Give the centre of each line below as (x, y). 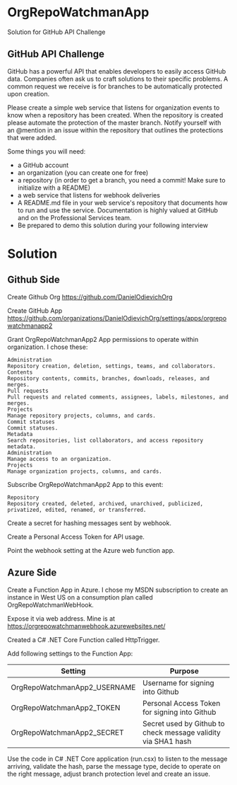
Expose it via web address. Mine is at (61, 618)
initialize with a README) (54, 188)
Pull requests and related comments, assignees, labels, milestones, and (118, 397)
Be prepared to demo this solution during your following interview (113, 225)
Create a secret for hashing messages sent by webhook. (89, 523)
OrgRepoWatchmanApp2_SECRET (67, 732)
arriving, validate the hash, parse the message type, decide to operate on (114, 766)
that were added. (32, 137)
